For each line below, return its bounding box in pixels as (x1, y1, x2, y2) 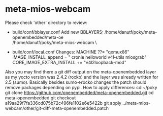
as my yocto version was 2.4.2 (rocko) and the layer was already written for (5, 74, 159, 80)
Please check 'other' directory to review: (5, 20, 88, 25)
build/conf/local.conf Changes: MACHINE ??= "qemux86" (12, 49, 130, 55)
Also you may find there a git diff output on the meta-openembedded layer (5, 69, 157, 74)
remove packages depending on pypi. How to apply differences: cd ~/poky (5, 84, 158, 90)
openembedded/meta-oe (12, 34, 64, 40)
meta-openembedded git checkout (5, 94, 76, 101)
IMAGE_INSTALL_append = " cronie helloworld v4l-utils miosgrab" (12, 54, 147, 60)
